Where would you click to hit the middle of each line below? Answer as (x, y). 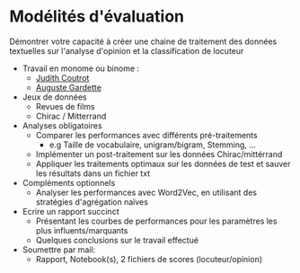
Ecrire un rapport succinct (71, 211)
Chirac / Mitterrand (71, 116)
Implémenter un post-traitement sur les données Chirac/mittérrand (159, 154)
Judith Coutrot (62, 77)
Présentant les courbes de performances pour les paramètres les (156, 221)
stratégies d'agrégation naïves (92, 202)
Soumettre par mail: (59, 250)
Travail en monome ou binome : (81, 68)
